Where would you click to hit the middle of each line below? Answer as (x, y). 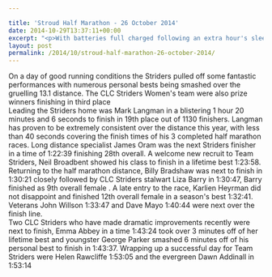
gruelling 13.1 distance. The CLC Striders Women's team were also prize (128, 93)
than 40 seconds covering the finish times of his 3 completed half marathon (135, 136)
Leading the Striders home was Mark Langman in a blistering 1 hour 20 (126, 111)
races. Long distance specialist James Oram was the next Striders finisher (132, 145)
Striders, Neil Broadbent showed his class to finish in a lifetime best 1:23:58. (135, 162)
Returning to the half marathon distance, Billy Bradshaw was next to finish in (136, 171)
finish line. (25, 214)
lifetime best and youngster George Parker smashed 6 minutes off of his (129, 240)
